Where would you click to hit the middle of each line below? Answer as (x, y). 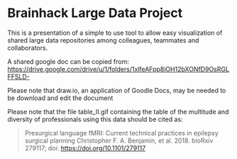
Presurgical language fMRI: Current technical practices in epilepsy (121, 133)
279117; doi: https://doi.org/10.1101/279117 (85, 148)
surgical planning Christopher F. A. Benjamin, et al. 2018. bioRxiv (119, 141)
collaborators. (28, 48)
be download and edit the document (60, 98)
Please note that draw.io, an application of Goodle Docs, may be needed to (117, 90)
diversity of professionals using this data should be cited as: (95, 119)
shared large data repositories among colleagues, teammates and (103, 40)
